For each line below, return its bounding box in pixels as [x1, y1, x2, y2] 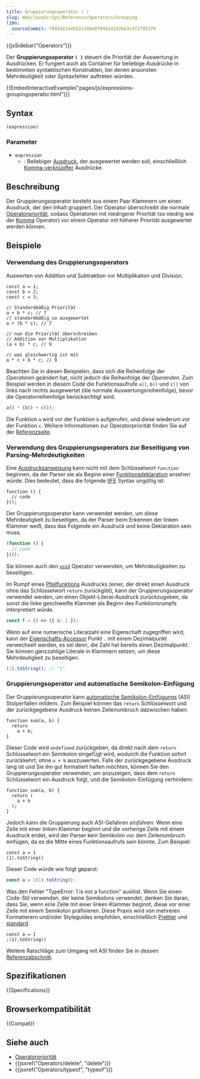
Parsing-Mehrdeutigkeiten [6, 450, 85, 459]
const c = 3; [6, 294, 39, 300]
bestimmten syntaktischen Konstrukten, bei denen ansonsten [6, 67, 157, 74]
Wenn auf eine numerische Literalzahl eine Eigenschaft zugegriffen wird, [6, 628, 185, 636]
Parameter [6, 137, 38, 146]
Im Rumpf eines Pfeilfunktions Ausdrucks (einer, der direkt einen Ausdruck [6, 580, 190, 588]
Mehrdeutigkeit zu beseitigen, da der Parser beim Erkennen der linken [6, 516, 179, 524]
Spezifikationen [6, 970, 67, 981]
